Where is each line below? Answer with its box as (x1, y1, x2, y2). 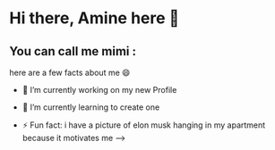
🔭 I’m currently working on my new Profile (21, 85, 177, 95)
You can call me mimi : (9, 44, 137, 59)
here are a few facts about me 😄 (9, 67, 131, 78)
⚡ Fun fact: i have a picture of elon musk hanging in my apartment (21, 120, 266, 130)
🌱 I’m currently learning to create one (21, 102, 160, 112)
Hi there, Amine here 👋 (9, 8, 180, 29)
